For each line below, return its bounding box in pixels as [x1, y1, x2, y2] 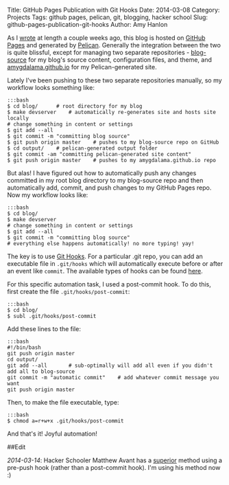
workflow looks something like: [7, 84, 95, 91]
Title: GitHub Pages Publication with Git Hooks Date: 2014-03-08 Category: [7, 6, 220, 14]
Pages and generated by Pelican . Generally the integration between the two [7, 41, 221, 49]
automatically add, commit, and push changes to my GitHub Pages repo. [7, 183, 212, 192]
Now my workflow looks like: [7, 191, 88, 199]
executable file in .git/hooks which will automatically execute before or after [7, 260, 224, 267]
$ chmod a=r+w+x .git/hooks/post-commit [7, 418, 125, 425]
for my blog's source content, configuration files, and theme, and [28, 56, 213, 64]
